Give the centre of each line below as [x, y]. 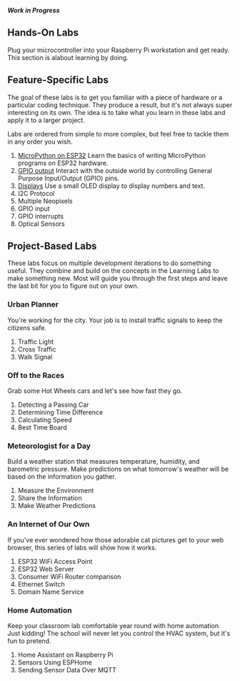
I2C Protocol [36, 193]
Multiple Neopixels [45, 201]
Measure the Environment [56, 491]
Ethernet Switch [41, 584]
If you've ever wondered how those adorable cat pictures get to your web [116, 540]
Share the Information [50, 498]
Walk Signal [35, 357]
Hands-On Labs [43, 33]
